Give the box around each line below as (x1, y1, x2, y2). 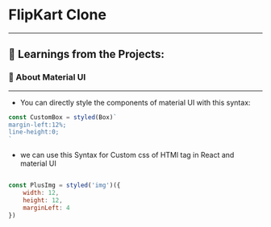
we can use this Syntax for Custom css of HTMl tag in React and (19, 151, 235, 160)
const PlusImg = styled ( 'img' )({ (8, 181, 121, 190)
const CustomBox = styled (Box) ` (8, 113, 117, 122)
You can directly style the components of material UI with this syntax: (19, 97, 252, 107)
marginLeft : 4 (23, 204, 70, 212)
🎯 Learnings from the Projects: (8, 47, 165, 61)
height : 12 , (23, 196, 63, 204)
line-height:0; (8, 128, 60, 136)
